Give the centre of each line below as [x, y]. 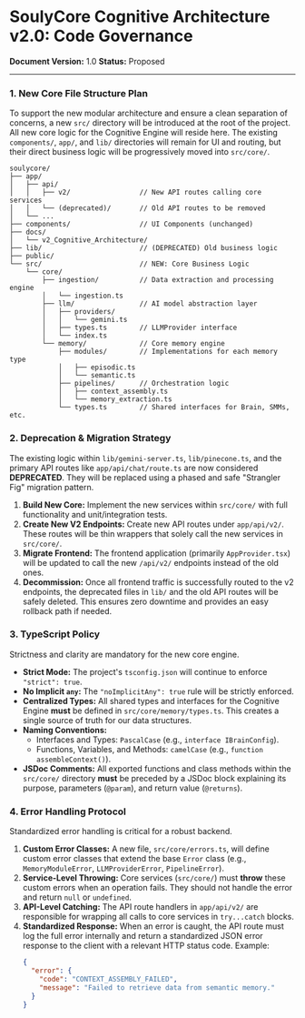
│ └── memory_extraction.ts [115, 399]
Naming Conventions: [64, 730]
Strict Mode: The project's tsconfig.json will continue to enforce [145, 671]
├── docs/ [28, 232]
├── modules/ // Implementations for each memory [168, 352]
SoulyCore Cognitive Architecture [140, 17]
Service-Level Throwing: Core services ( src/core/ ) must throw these [154, 878]
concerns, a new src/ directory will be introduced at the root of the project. [150, 123]
